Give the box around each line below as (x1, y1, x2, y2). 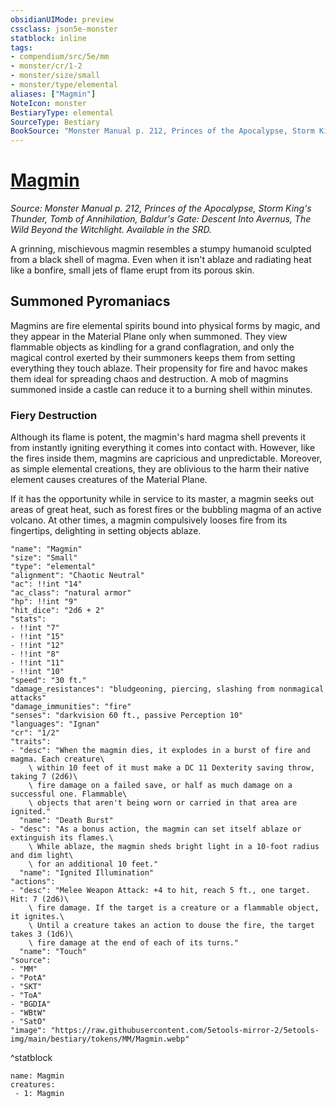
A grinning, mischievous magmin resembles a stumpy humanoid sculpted (10, 243, 312, 255)
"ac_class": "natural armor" (10, 588, 132, 598)
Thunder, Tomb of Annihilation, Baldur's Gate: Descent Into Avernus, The (10, 213, 312, 225)
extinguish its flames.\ (10, 833, 114, 843)
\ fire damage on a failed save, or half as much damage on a (28, 781, 293, 791)
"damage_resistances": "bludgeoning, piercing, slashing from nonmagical (10, 684, 325, 695)
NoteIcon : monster (10, 98, 87, 108)
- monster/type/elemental (10, 80, 118, 90)
